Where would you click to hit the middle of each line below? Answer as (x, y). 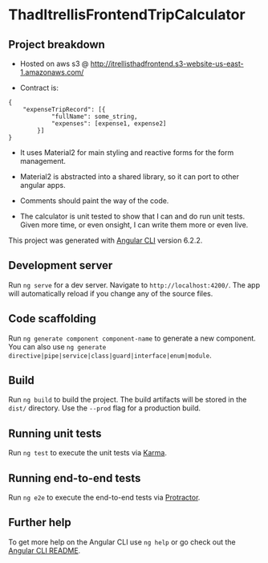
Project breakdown (57, 45)
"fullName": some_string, (94, 116)
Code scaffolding (52, 319)
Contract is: (39, 88)
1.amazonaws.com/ (52, 72)
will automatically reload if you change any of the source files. (111, 293)
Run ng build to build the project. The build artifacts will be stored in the (128, 400)
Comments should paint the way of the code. (94, 201)
